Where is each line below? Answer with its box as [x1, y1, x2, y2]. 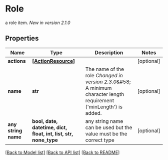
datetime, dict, [31, 124, 67, 131]
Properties [5, 34, 39, 43]
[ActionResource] [31, 57, 75, 64]
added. [85, 109, 102, 116]
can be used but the [85, 124, 132, 131]
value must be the [85, 130, 127, 137]
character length [85, 91, 124, 98]
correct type [85, 136, 114, 143]
